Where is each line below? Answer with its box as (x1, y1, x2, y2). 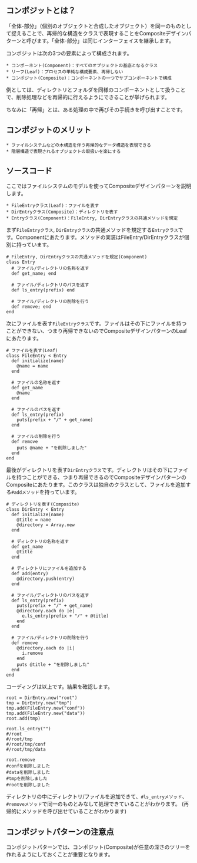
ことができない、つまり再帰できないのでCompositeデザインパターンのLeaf (6, 327, 187, 334)
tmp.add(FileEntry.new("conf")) (6, 706, 85, 711)
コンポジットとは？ (6, 5, 76, 16)
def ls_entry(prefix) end (11, 287, 75, 293)
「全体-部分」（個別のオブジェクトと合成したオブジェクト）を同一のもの (6, 22, 181, 29)
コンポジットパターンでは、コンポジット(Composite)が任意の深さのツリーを (6, 844, 191, 851)
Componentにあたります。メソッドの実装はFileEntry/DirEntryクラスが (15, 234, 184, 241)
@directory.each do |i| (16, 645, 75, 651)
